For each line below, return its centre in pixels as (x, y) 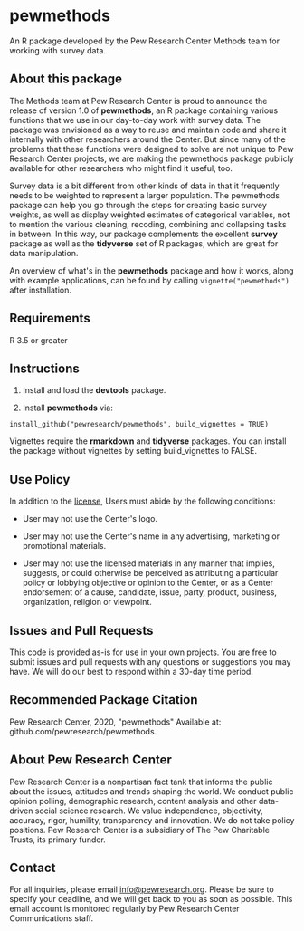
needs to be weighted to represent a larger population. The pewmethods (145, 195)
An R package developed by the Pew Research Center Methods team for (145, 41)
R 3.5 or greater (38, 340)
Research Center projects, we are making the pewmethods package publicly (152, 158)
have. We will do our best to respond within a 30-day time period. (131, 672)
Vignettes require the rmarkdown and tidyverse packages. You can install (148, 441)
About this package (66, 79)
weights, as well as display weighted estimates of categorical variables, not (150, 215)
